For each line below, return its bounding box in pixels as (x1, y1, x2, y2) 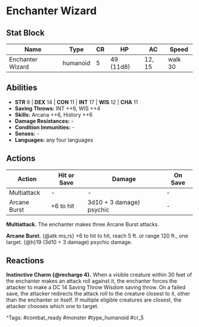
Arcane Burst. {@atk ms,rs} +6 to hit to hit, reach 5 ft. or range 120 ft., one (6, 232, 188, 239)
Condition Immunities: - (14, 123, 75, 131)
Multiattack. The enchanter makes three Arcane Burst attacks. (6, 220, 160, 227)
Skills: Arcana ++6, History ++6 (14, 111, 93, 118)
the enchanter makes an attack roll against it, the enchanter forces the (6, 277, 178, 285)
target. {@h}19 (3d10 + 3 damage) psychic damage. (6, 238, 133, 245)
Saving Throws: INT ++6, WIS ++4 (14, 105, 101, 112)
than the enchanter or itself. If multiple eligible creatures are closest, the (6, 296, 182, 303)
